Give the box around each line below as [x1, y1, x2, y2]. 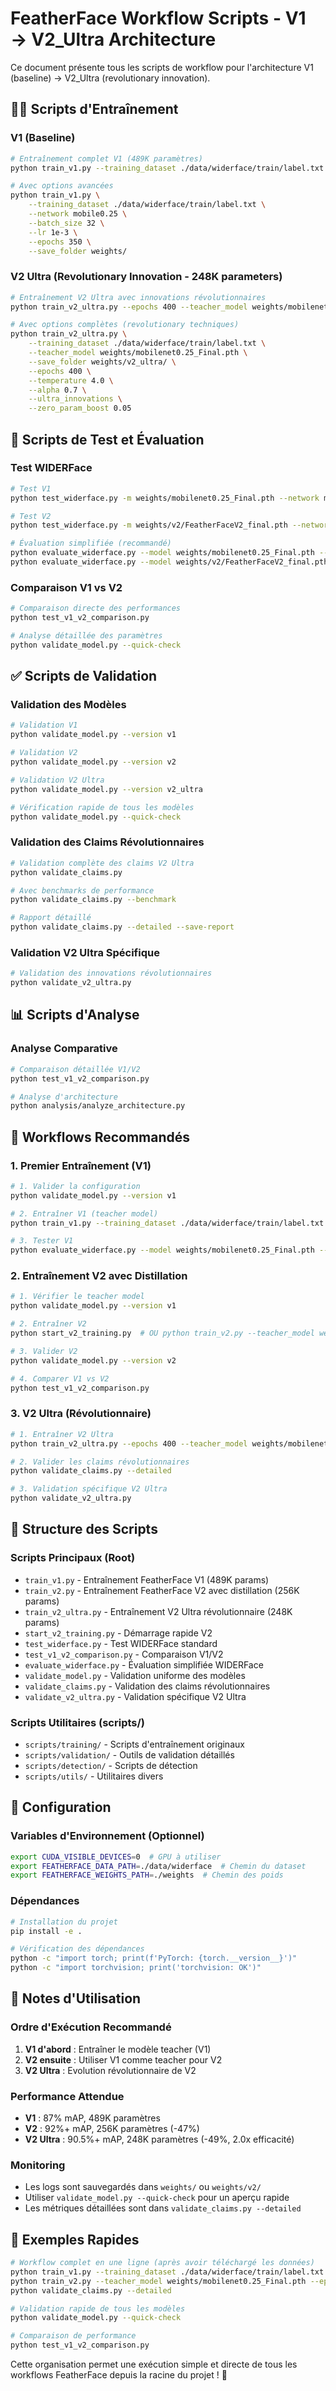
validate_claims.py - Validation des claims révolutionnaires [24, 1680, 271, 1692]
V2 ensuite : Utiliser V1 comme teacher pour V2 [24, 2053, 223, 2066]
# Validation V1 [10, 720, 78, 731]
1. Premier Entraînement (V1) [10, 1158, 152, 1172]
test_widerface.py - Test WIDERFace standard [24, 1637, 218, 1649]
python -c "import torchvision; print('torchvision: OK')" [10, 1963, 262, 1973]
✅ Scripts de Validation [10, 668, 158, 685]
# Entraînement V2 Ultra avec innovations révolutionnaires [10, 292, 267, 302]
